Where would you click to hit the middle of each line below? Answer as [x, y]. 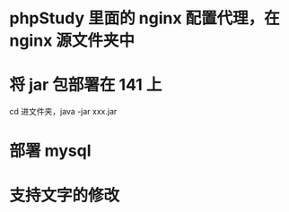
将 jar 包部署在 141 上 [86, 85]
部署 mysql [50, 151]
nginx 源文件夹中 [72, 41]
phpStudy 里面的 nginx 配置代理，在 [144, 18]
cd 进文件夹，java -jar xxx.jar [63, 112]
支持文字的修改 [65, 195]
